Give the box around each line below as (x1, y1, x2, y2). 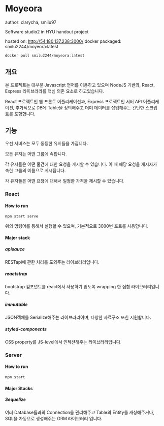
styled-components (5, 326, 47, 332)
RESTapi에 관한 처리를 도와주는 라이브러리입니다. (5, 259, 99, 265)
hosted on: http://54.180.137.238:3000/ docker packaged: (5, 38, 122, 44)
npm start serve (5, 213, 38, 219)
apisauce (5, 246, 25, 252)
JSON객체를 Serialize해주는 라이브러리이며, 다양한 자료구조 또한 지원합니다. (5, 314, 151, 320)
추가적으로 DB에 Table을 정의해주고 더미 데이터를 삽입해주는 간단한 (15, 104, 144, 111)
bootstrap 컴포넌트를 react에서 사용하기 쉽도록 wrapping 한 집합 (5, 283, 131, 289)
